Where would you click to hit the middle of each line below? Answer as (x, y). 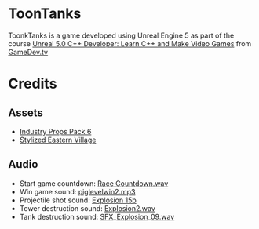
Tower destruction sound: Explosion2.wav (87, 208)
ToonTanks (45, 14)
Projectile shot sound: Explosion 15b (78, 200)
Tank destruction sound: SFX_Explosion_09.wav (97, 216)
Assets (26, 113)
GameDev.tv (28, 52)
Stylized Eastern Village (58, 140)
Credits (33, 84)
